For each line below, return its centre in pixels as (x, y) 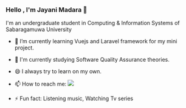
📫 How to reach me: (40, 84)
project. (24, 48)
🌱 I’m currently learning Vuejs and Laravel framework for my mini (96, 41)
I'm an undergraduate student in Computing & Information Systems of (93, 23)
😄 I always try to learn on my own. (58, 71)
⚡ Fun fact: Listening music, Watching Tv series (74, 99)
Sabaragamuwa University (39, 29)
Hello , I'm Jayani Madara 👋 (46, 10)
